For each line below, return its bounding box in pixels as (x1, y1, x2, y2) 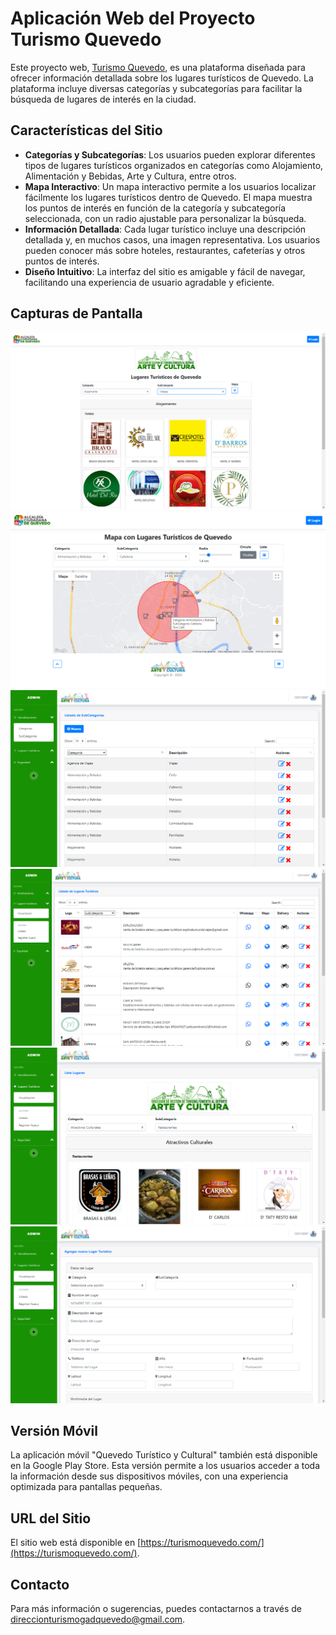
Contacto (10, 1576, 70, 1593)
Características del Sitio (10, 122, 163, 139)
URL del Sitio (10, 1510, 92, 1527)
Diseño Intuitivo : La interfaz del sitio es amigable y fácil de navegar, (24, 265, 306, 277)
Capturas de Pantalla (10, 305, 143, 322)
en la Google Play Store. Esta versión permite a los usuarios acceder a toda (10, 1460, 321, 1472)
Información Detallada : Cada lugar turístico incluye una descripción (24, 223, 307, 235)
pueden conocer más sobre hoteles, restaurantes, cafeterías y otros (24, 244, 306, 256)
